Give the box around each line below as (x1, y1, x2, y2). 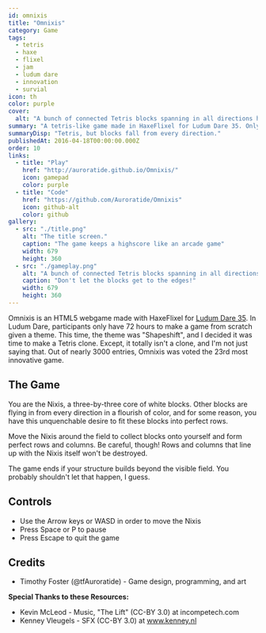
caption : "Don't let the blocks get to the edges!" (22, 276, 196, 285)
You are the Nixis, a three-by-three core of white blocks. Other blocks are (8, 399, 248, 409)
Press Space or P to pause (19, 524, 107, 534)
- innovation (15, 78, 59, 86)
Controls (8, 495, 52, 509)
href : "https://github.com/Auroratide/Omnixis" (22, 196, 182, 204)
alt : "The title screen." (22, 233, 108, 241)
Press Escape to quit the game (19, 532, 120, 543)
